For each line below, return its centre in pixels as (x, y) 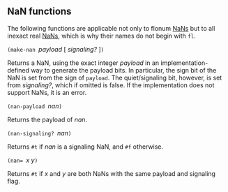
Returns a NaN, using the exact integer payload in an (83, 63)
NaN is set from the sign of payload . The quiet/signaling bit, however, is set (115, 77)
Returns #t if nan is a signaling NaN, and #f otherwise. (85, 147)
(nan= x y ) (23, 160)
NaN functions (39, 12)
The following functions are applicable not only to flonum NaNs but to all (111, 28)
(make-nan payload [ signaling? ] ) (56, 49)
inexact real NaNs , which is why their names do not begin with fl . (102, 36)
